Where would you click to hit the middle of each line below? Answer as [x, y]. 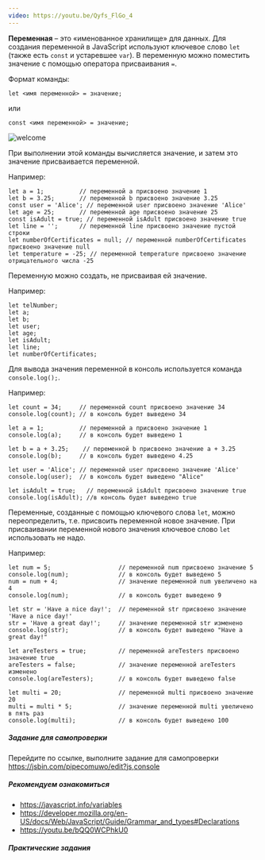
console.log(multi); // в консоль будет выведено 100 [118, 720]
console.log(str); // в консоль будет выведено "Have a [126, 630]
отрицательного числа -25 [51, 260]
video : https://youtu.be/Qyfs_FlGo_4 [71, 15]
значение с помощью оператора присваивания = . [92, 64]
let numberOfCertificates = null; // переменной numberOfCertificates [127, 240]
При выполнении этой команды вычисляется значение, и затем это [123, 152]
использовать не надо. [47, 538]
